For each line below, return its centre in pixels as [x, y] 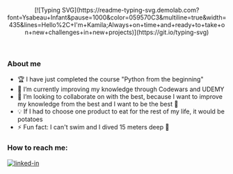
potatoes [30, 119]
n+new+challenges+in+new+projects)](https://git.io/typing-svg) [117, 32]
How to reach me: [38, 148]
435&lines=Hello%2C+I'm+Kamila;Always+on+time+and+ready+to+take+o [117, 25]
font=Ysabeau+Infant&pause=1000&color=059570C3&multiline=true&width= [117, 17]
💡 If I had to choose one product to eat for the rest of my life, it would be [121, 111]
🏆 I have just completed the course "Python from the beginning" [110, 79]
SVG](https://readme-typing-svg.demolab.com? [130, 10]
